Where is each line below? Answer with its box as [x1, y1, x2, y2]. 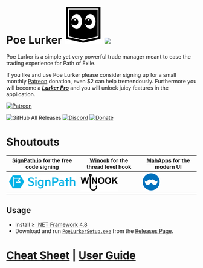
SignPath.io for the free [11, 157, 72, 164]
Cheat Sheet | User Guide [6, 249, 136, 263]
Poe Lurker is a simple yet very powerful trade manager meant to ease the [6, 53, 192, 60]
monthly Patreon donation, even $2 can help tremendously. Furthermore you [6, 77, 197, 85]
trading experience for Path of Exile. [6, 59, 96, 67]
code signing [25, 163, 59, 171]
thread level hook [86, 163, 132, 171]
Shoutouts [6, 136, 60, 149]
